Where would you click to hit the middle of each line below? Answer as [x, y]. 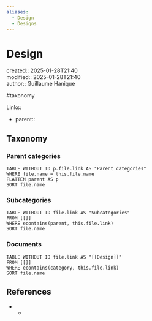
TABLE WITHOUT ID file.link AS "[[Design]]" [64, 257]
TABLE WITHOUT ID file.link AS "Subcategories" [68, 213]
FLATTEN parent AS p [33, 179]
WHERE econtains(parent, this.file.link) [60, 224]
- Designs [24, 23]
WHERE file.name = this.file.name [51, 174]
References [29, 292]
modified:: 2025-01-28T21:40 [44, 77]
